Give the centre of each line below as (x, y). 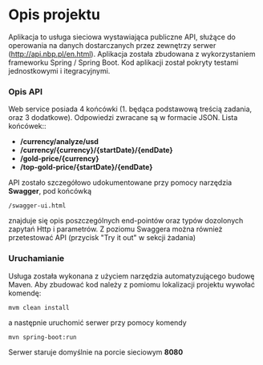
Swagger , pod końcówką (50, 191)
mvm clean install (39, 307)
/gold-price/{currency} (59, 158)
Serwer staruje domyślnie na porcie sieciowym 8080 (96, 352)
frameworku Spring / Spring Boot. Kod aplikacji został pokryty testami (123, 62)
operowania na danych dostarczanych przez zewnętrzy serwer (112, 45)
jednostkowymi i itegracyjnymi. (59, 70)
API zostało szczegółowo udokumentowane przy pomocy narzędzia (120, 182)
